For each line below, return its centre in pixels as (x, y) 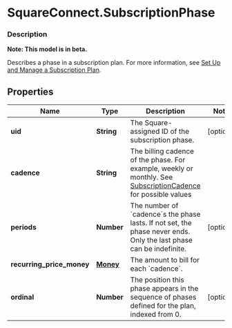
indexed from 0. (156, 314)
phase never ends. (160, 231)
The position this (157, 280)
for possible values (161, 195)
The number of (154, 206)
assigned (145, 131)
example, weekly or (162, 168)
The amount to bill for (165, 260)
